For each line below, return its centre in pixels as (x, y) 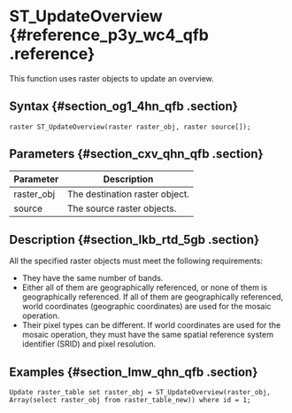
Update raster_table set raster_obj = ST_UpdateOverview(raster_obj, (140, 393)
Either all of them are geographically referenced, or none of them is (145, 288)
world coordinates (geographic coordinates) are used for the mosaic (146, 307)
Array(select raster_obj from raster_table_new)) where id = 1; (130, 401)
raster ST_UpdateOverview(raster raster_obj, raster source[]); (130, 127)
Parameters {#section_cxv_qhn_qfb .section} (136, 154)
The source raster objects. (122, 208)
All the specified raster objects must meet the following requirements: (136, 261)
